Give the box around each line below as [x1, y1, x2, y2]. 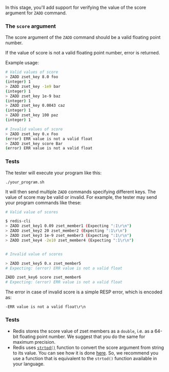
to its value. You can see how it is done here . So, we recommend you [12, 349, 159, 356]
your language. [12, 361, 45, 367]
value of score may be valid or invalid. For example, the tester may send [5, 194, 157, 200]
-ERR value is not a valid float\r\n [5, 304, 86, 310]
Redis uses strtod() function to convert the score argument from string [12, 344, 164, 350]
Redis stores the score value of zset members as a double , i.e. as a [12, 328, 154, 334]
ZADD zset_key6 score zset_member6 [5, 275, 81, 280]
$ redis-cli [5, 218, 31, 224]
